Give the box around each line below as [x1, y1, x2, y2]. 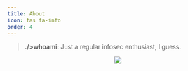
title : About [7, 10, 46, 18]
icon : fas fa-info [7, 17, 61, 24]
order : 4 [7, 23, 33, 30]
